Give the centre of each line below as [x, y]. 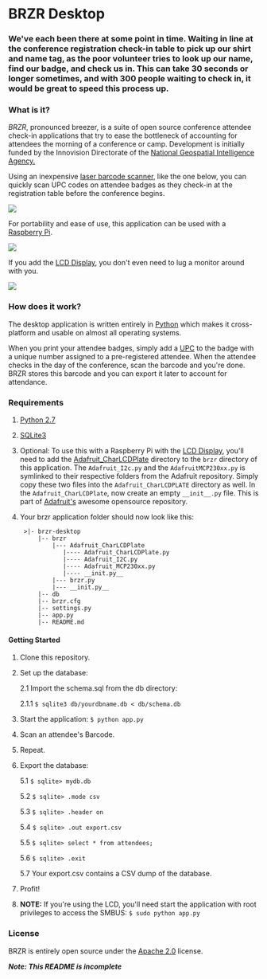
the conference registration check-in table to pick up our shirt [130, 49]
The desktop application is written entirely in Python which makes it [119, 324]
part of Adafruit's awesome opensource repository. [104, 501]
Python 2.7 [37, 420]
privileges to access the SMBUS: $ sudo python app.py [110, 913]
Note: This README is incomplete [65, 966]
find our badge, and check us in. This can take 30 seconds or [128, 69]
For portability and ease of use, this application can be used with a [117, 224]
